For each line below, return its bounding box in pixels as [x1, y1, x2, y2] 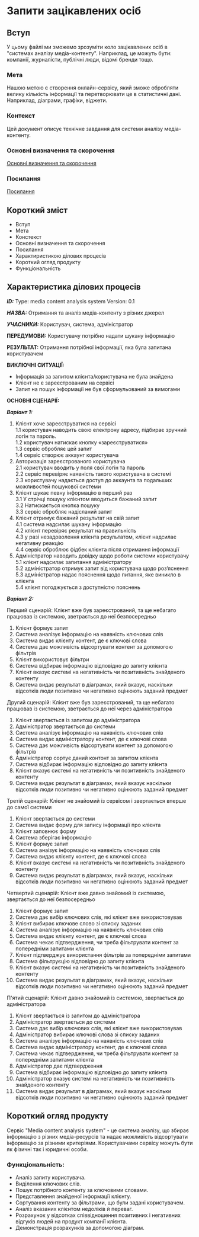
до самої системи [7, 803, 52, 810]
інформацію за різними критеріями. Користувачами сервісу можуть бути [7, 1139, 193, 1146]
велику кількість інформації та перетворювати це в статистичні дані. [7, 91, 181, 98]
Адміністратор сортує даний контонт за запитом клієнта [15, 754, 159, 761]
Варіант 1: [7, 408, 33, 415]
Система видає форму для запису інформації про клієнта [15, 821, 161, 828]
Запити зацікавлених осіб [7, 4, 142, 18]
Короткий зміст [7, 205, 68, 215]
